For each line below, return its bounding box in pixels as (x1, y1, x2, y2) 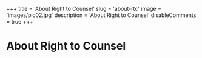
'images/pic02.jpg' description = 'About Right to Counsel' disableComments (6, 11, 197, 19)
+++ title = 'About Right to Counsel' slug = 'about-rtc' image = (6, 5, 162, 12)
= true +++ (6, 18, 34, 25)
